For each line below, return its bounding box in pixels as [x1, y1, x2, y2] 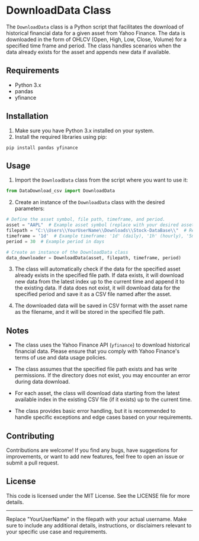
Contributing [6, 431, 54, 441]
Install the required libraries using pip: [14, 133, 107, 140]
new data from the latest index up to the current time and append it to [14, 278, 185, 285]
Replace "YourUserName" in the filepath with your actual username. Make [6, 515, 187, 523]
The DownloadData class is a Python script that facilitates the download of [6, 23, 184, 30]
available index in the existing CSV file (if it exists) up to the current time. [14, 396, 192, 403]
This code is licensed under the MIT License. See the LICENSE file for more [6, 492, 190, 499]
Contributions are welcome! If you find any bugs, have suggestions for [6, 447, 178, 454]
